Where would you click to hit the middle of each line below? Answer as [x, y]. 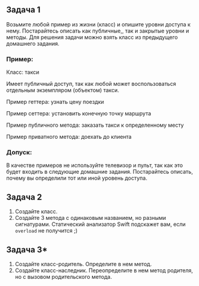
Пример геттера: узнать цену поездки [55, 102]
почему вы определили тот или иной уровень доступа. [77, 178]
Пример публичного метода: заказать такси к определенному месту [95, 125]
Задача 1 [23, 10]
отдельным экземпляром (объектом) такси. [63, 90]
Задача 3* [27, 250]
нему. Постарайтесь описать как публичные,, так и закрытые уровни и [98, 31]
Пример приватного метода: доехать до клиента [69, 137]
